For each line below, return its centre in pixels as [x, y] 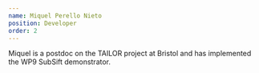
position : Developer [43, 23]
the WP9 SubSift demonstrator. [59, 62]
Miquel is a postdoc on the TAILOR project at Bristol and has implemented [130, 54]
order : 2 [23, 30]
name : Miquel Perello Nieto [55, 16]
